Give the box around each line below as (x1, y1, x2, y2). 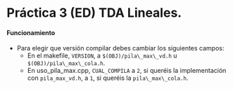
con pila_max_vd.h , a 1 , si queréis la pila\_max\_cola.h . (27, 74, 189, 82)
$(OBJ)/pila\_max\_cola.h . (27, 59, 106, 67)
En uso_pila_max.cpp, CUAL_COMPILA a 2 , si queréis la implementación (27, 67, 227, 75)
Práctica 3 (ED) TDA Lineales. (6, 5, 182, 21)
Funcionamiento (6, 28, 56, 36)
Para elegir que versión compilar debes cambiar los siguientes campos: (16, 44, 225, 53)
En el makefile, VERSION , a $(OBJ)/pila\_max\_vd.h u (27, 51, 177, 60)
